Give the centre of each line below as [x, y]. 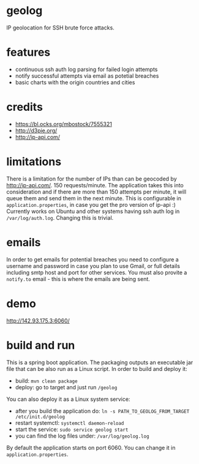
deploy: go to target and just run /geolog [66, 387]
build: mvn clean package [46, 381]
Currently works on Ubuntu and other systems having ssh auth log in [93, 211]
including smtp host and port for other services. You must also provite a [97, 272]
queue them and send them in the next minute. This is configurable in [94, 198]
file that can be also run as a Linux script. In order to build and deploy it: [97, 369]
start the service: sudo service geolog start [72, 429]
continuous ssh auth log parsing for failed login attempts [86, 69]
